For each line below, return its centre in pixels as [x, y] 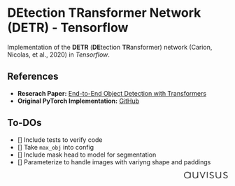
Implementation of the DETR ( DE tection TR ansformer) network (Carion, [110, 47]
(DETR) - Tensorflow [68, 28]
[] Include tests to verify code [60, 139]
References [33, 77]
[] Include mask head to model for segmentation [87, 155]
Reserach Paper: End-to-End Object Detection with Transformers [112, 93]
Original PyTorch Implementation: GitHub [78, 101]
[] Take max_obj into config [56, 147]
